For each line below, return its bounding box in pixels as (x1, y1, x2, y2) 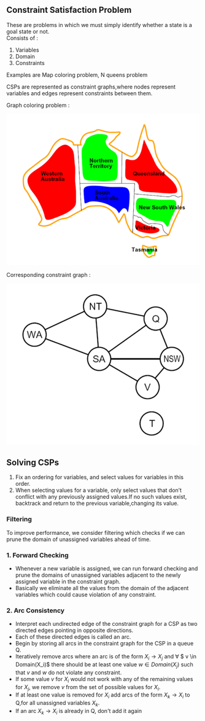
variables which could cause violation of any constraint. (15, 591, 157, 598)
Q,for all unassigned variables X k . (15, 700, 100, 708)
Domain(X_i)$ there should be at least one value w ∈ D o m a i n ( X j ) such (15, 660, 193, 669)
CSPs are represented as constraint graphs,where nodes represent (6, 83, 176, 90)
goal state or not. (6, 28, 50, 35)
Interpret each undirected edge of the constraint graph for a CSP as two (15, 620, 198, 628)
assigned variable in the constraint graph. (15, 577, 121, 585)
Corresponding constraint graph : (6, 271, 91, 278)
